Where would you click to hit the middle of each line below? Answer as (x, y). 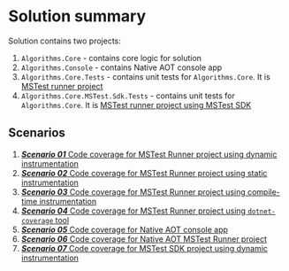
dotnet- (262, 211)
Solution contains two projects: (65, 41)
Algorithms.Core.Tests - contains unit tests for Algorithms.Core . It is (145, 76)
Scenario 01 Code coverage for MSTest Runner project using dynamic (149, 154)
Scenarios (37, 133)
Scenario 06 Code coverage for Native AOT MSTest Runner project (144, 239)
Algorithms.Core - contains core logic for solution (111, 58)
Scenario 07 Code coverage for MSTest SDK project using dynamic (144, 248)
